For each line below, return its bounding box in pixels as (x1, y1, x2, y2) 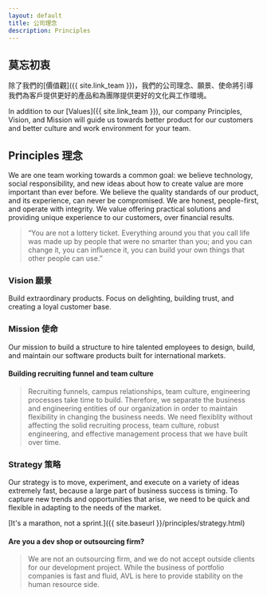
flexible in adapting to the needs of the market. (8, 503, 162, 513)
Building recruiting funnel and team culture (8, 368, 154, 379)
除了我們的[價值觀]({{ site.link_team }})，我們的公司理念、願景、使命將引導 (8, 81, 253, 90)
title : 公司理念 (8, 19, 57, 27)
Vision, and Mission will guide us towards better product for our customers (8, 115, 253, 124)
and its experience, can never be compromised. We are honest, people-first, (8, 196, 259, 205)
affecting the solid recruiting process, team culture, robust (27, 420, 219, 430)
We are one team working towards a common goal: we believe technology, (8, 171, 253, 179)
